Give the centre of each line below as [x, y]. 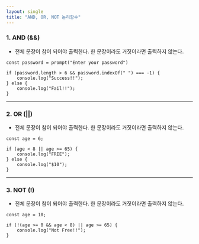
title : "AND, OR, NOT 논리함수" [44, 17]
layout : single [25, 12]
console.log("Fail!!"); [46, 88]
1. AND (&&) [23, 38]
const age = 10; [26, 215]
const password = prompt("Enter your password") [67, 63]
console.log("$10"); [42, 165]
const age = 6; [25, 139]
